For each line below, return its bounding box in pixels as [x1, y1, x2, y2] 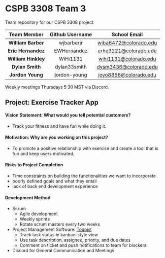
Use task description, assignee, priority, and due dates [19, 237, 131, 243]
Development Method [5, 194, 51, 200]
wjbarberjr [59, 39, 83, 46]
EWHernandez [54, 47, 88, 54]
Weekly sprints [19, 216, 50, 222]
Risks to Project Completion [5, 162, 63, 168]
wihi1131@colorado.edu [98, 55, 156, 62]
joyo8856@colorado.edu [98, 71, 157, 78]
